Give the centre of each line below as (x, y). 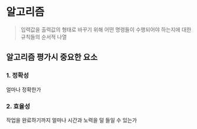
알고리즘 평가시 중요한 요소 (52, 57)
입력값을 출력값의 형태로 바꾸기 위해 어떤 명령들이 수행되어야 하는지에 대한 (106, 29)
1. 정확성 (18, 75)
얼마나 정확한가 (24, 90)
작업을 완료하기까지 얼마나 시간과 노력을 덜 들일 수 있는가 (72, 120)
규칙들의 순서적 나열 (43, 37)
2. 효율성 (18, 106)
